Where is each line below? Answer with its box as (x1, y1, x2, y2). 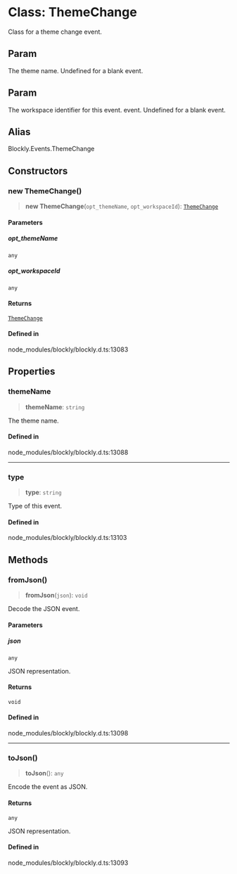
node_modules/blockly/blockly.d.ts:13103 (8, 534, 127, 542)
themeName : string (25, 402, 85, 411)
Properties (8, 366, 56, 378)
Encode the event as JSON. (8, 783, 88, 791)
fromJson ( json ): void (25, 591, 88, 600)
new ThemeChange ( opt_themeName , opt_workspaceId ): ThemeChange (25, 202, 219, 211)
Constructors (8, 165, 68, 176)
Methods (8, 553, 49, 566)
